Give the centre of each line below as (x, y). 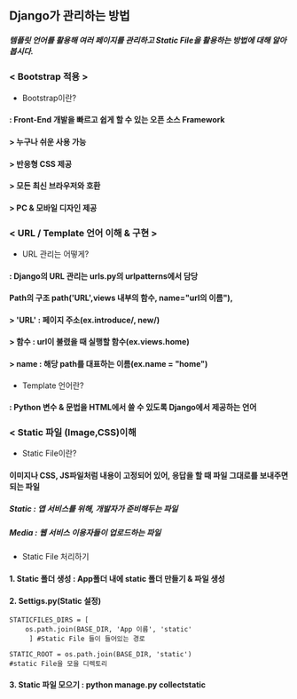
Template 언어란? (53, 385)
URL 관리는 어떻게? (55, 254)
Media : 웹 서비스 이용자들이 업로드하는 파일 (85, 533)
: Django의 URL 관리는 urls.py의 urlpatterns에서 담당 (104, 276)
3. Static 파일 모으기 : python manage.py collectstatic (108, 684)
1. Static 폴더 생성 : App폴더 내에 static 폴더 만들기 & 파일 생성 (117, 579)
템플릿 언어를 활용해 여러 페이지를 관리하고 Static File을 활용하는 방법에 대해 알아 (148, 40)
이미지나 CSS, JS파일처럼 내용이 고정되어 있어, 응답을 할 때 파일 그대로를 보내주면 (149, 476)
